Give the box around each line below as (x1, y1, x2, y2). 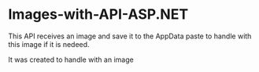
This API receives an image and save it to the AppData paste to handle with (8, 31, 252, 41)
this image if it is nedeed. (8, 39, 90, 49)
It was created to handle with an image (8, 55, 134, 64)
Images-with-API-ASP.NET (8, 5, 189, 23)
